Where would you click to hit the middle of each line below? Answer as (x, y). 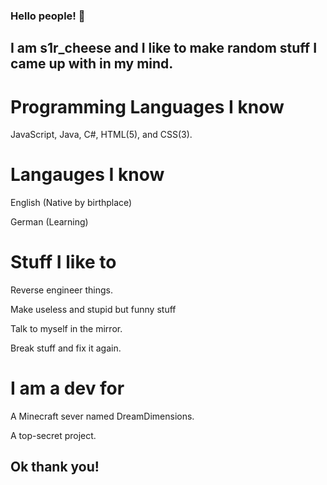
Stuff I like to (63, 262)
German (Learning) (49, 222)
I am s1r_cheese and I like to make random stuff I (164, 48)
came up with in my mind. (92, 64)
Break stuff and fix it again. (66, 348)
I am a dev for (67, 388)
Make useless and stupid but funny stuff (93, 310)
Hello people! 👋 (48, 16)
